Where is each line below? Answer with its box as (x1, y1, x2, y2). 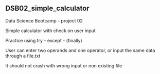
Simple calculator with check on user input (5, 28, 96, 34)
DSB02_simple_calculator (5, 4, 90, 13)
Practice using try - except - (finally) (5, 37, 82, 43)
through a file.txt (5, 53, 41, 59)
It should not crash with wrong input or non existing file (5, 62, 122, 68)
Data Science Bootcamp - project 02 (5, 17, 83, 23)
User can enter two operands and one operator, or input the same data (5, 47, 155, 53)
